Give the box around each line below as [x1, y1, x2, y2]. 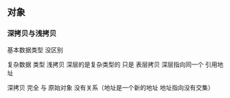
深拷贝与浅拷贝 [7, 29, 57, 38]
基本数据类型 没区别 [7, 45, 63, 53]
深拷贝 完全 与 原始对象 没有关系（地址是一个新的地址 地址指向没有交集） [7, 83, 214, 91]
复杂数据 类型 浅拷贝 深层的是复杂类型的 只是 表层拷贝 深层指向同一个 [7, 60, 204, 69]
